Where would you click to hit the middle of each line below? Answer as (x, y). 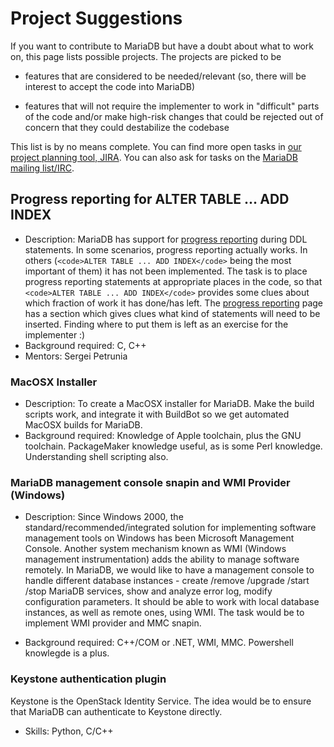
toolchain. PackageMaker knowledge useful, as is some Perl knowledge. (173, 446)
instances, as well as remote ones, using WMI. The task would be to (164, 613)
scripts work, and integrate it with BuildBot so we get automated (157, 414)
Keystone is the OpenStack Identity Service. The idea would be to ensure (161, 701)
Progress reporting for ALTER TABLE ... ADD (150, 199)
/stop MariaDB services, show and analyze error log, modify (148, 591)
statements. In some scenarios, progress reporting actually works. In (166, 249)
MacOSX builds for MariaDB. (83, 425)
